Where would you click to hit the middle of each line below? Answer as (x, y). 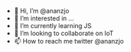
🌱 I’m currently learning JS (53, 26)
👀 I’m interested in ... (44, 18)
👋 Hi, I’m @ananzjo (41, 11)
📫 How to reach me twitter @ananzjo (69, 41)
